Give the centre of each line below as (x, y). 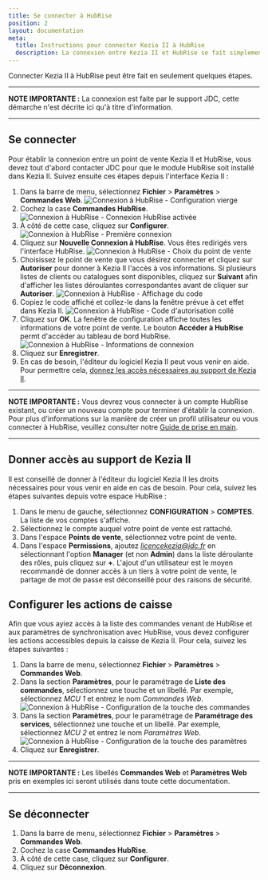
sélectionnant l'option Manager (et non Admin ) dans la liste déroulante (136, 554)
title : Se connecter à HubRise (60, 16)
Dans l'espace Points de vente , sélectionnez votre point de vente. (128, 537)
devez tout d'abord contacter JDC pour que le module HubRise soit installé (131, 167)
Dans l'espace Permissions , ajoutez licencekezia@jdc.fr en (118, 546)
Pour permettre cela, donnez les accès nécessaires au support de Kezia (138, 370)
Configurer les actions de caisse (91, 605)
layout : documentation (46, 30)
